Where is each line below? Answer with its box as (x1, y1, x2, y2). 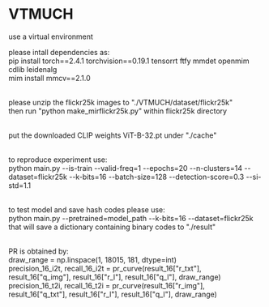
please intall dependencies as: (8, 47, 110, 57)
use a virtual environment (8, 32, 93, 41)
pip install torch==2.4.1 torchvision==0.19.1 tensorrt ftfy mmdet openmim (8, 56, 250, 66)
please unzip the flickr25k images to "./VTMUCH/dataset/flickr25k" (8, 97, 233, 107)
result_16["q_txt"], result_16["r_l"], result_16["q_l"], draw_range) (8, 289, 217, 299)
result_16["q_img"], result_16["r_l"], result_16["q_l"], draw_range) (8, 272, 221, 282)
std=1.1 (8, 180, 31, 190)
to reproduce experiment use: (8, 155, 108, 164)
